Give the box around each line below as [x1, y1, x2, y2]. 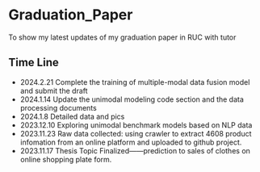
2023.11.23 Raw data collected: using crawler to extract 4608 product [19, 128, 252, 138]
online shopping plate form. [19, 154, 112, 164]
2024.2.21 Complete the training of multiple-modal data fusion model [19, 77, 250, 86]
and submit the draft [19, 86, 88, 95]
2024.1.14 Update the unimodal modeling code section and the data [19, 94, 245, 104]
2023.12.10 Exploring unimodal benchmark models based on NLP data [19, 120, 253, 130]
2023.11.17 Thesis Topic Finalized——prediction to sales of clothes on [19, 145, 250, 155]
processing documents [19, 103, 97, 112]
